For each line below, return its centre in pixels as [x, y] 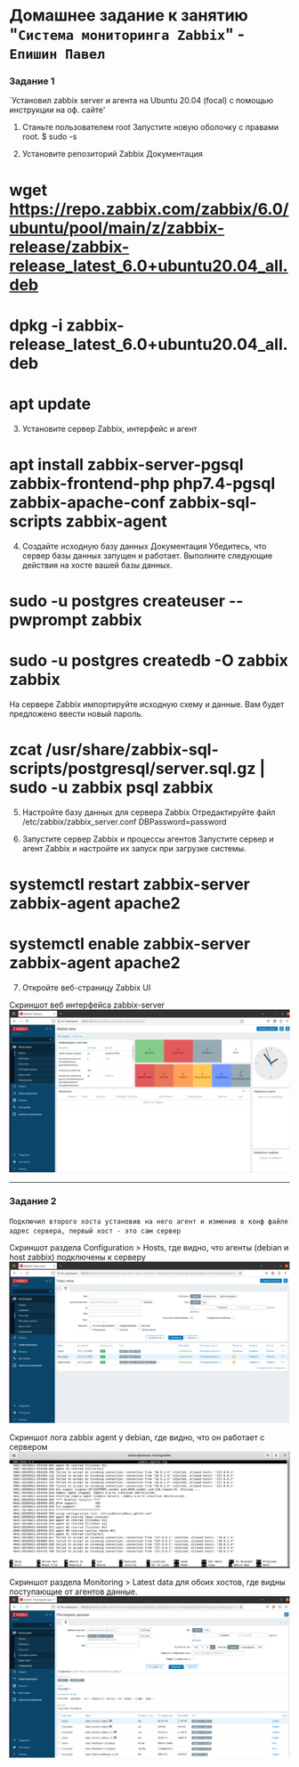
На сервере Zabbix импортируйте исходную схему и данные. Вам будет [147, 704]
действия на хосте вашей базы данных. [97, 565]
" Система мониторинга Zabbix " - [127, 34]
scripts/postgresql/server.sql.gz [133, 769]
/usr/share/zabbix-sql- [133, 750]
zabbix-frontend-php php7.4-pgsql [142, 483]
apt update [50, 404]
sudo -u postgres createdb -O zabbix [149, 661]
